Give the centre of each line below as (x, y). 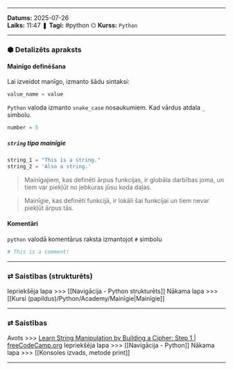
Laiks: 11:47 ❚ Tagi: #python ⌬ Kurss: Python (72, 25)
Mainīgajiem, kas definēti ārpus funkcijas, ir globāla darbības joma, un (124, 179)
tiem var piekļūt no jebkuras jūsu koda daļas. (88, 187)
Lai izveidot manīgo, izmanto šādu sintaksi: (68, 82)
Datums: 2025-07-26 (38, 18)
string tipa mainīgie (37, 143)
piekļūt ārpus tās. (49, 208)
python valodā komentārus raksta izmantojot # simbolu (85, 239)
